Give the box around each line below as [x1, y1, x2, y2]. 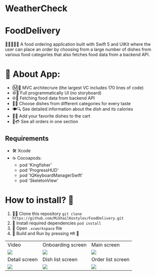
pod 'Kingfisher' [19, 162, 52, 168]
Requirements [5, 134, 49, 143]
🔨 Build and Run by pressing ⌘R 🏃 [12, 230, 79, 236]
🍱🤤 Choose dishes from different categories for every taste [12, 101, 131, 107]
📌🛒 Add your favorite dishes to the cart [12, 113, 91, 119]
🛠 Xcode [12, 147, 31, 153]
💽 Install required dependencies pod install [12, 220, 101, 226]
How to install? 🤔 [5, 195, 74, 206]
